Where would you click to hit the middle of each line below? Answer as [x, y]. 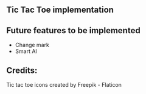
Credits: [22, 70]
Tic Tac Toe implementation [60, 10]
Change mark [32, 45]
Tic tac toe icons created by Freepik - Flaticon [64, 85]
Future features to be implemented [74, 30]
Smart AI [26, 51]
